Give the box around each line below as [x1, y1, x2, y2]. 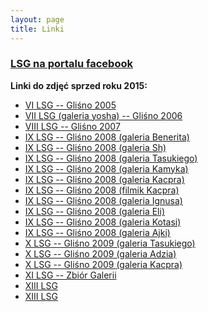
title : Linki [10, 24, 65, 34]
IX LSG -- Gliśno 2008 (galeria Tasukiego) [24, 152, 198, 164]
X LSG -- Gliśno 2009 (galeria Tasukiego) [24, 237, 196, 249]
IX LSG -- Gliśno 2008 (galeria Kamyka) [24, 162, 189, 175]
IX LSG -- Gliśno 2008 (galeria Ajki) [24, 226, 171, 238]
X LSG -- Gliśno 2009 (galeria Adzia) [24, 247, 177, 260]
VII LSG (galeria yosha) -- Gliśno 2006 [24, 109, 183, 121]
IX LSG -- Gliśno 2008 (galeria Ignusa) [24, 194, 183, 206]
